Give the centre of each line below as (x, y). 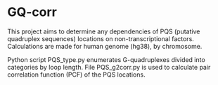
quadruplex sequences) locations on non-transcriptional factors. (101, 38)
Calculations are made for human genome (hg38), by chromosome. (105, 46)
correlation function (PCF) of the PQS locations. (76, 75)
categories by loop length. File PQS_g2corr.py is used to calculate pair (109, 67)
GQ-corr (32, 12)
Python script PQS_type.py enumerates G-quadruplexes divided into (106, 59)
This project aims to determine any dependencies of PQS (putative (104, 31)
